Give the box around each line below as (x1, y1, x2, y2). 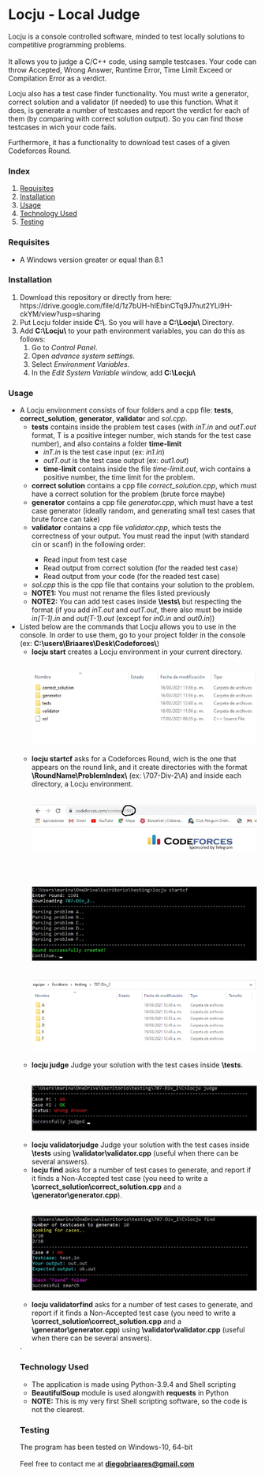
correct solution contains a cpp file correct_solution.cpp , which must (31, 481, 257, 491)
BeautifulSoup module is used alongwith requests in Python (31, 1388, 230, 1397)
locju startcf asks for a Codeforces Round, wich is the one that (31, 754, 237, 764)
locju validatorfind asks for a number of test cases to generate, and (31, 1300, 253, 1310)
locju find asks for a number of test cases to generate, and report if (31, 1165, 252, 1175)
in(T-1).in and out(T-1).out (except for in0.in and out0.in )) (31, 614, 215, 623)
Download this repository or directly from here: (19, 292, 172, 301)
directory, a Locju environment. (31, 779, 133, 789)
